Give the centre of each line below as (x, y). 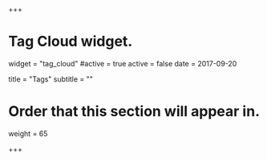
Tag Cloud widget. (71, 42)
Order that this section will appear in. (134, 112)
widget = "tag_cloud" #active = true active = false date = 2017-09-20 (123, 63)
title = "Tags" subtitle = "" (51, 79)
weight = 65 (28, 134)
